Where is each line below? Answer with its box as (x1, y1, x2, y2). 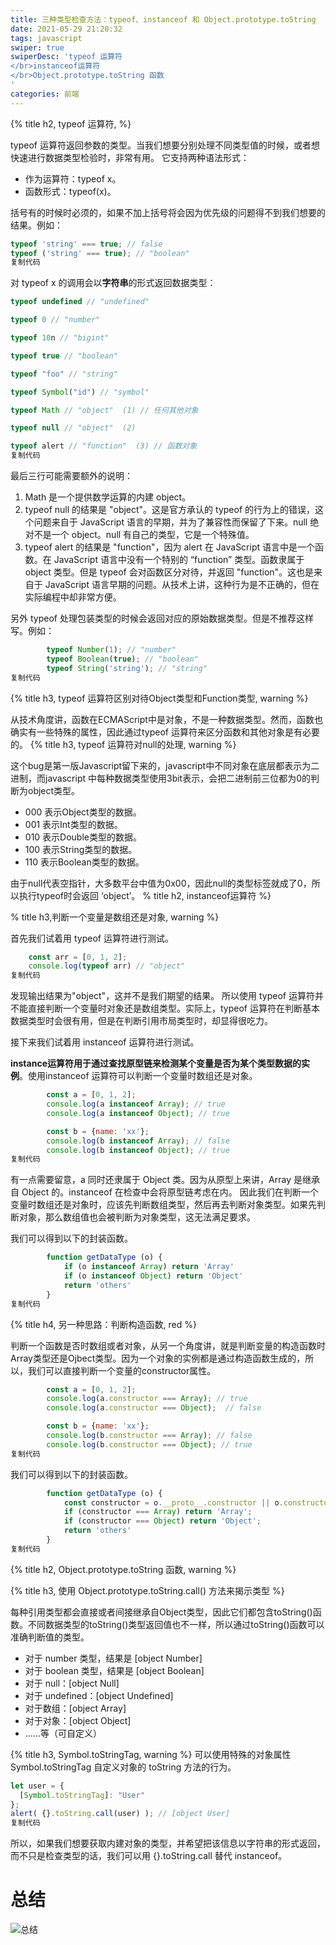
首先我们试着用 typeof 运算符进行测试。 (10, 932, 174, 944)
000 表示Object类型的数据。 (24, 806, 142, 818)
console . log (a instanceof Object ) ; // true (46, 1108, 230, 1118)
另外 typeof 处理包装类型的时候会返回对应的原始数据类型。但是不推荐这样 (10, 612, 314, 624)
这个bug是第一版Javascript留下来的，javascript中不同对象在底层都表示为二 (10, 759, 320, 771)
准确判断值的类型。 (10, 1631, 90, 1643)
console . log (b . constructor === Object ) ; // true (46, 1439, 253, 1450)
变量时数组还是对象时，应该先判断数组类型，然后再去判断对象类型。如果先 (10, 1199, 317, 1211)
